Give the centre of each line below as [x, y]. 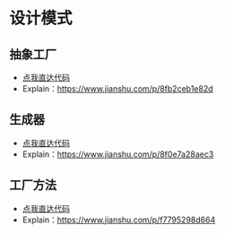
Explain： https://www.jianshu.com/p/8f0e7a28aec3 [118, 154]
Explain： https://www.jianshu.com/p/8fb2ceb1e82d [117, 89]
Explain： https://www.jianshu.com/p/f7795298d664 [119, 220]
